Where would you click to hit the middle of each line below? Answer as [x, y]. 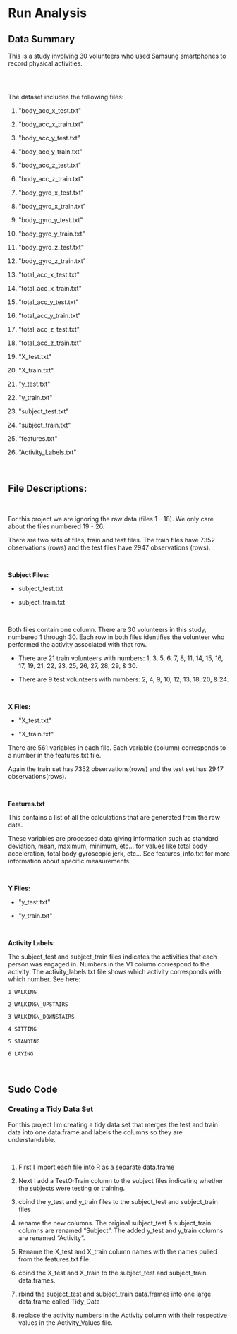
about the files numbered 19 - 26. [56, 526]
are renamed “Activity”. [51, 1238]
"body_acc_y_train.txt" [50, 152]
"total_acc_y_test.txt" [48, 302]
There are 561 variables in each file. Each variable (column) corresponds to [117, 748]
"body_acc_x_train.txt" [51, 124]
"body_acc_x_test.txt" [50, 111]
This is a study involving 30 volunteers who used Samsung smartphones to [117, 56]
